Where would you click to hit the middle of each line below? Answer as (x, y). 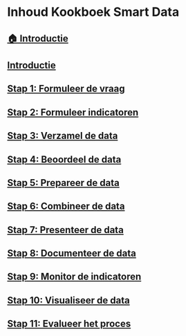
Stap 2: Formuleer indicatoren (73, 112)
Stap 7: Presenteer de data (66, 230)
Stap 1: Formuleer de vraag (66, 89)
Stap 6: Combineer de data (66, 206)
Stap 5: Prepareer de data (63, 183)
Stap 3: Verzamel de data (63, 136)
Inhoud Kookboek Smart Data (93, 12)
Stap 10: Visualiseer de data (68, 300)
